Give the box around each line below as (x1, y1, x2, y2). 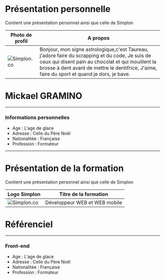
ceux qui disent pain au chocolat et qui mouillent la (39, 58, 157, 65)
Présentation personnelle (5, 3, 111, 15)
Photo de (10, 31, 32, 38)
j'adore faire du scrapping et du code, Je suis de (39, 52, 151, 59)
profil (14, 37, 28, 44)
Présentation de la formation (5, 163, 124, 174)
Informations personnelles (5, 114, 70, 121)
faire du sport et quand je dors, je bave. (39, 70, 130, 77)
